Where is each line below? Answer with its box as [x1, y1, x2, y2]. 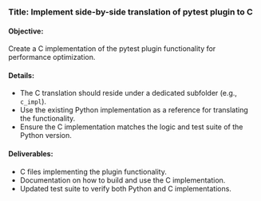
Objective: [8, 26, 44, 36]
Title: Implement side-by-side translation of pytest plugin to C [8, 6, 253, 18]
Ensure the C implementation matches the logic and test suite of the [19, 122, 243, 132]
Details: [8, 70, 34, 80]
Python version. [19, 131, 72, 140]
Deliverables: [8, 148, 53, 158]
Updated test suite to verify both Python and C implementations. [19, 183, 231, 193]
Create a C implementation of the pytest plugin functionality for [8, 44, 216, 53]
